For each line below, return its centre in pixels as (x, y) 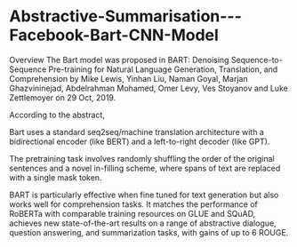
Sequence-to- (257, 60)
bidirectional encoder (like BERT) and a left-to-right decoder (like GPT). (140, 141)
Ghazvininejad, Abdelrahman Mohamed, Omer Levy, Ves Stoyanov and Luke (149, 88)
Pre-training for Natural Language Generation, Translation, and (163, 69)
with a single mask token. (56, 177)
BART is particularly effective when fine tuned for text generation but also (144, 195)
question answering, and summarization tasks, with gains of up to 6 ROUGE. (149, 232)
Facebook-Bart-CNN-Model (114, 35)
